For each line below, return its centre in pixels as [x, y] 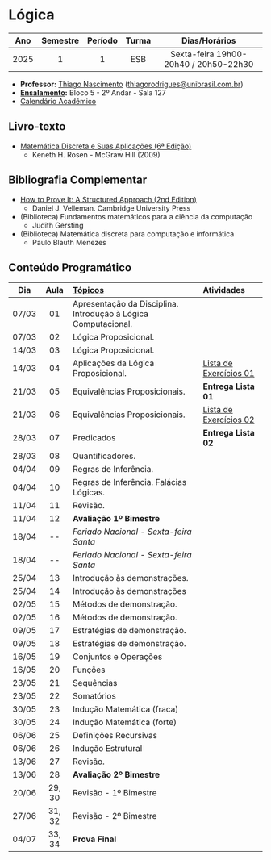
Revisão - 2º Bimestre [115, 816]
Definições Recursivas [115, 736]
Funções [89, 670]
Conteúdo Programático [70, 267]
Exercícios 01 [229, 374]
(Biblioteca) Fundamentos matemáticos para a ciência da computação [136, 216]
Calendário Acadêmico [58, 101]
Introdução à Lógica [110, 314]
